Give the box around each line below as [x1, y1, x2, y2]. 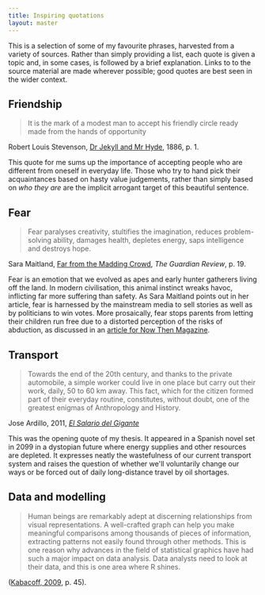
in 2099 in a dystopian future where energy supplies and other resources [8, 442, 247, 451]
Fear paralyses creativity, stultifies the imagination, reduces [27, 227, 222, 236]
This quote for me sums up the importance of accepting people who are [8, 158, 243, 167]
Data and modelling [8, 490, 106, 504]
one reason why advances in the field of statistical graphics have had [27, 545, 254, 555]
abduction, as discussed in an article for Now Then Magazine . [8, 325, 210, 335]
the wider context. [8, 75, 68, 84]
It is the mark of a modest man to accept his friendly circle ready [27, 118, 239, 128]
